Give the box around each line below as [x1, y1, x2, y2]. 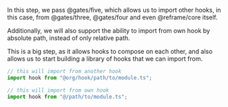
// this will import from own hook [7, 86, 110, 94]
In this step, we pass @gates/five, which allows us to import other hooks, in [7, 6, 222, 14]
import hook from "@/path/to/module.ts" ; [7, 93, 128, 100]
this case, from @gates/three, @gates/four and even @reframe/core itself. [7, 13, 218, 21]
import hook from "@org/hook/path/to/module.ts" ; [7, 74, 153, 81]
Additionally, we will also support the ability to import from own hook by [7, 27, 210, 35]
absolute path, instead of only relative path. [7, 34, 131, 42]
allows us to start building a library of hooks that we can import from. [7, 55, 203, 63]
